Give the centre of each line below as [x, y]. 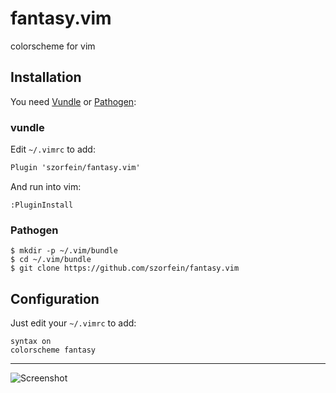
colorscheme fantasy [53, 350]
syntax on [31, 342]
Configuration [55, 298]
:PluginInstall [42, 205]
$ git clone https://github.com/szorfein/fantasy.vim [125, 268]
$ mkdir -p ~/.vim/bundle [64, 251]
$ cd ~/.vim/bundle [51, 260]
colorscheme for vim [53, 46]
